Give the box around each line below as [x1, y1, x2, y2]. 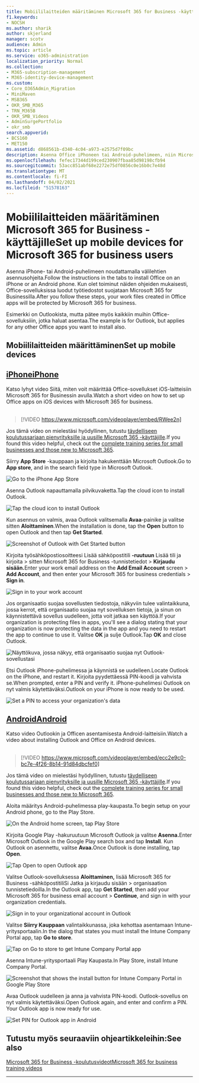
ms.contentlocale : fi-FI [6, 174, 68, 180]
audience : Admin [6, 42, 46, 48]
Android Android [6, 714, 67, 724]
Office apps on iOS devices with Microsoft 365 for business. [6, 398, 153, 405]
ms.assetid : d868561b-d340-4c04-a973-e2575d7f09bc [6, 146, 134, 152]
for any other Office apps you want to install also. [6, 323, 126, 330]
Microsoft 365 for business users [6, 248, 174, 261]
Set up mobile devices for [55, 235, 184, 249]
